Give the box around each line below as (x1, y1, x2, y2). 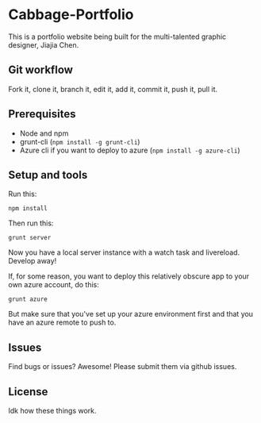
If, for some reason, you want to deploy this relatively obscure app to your (8, 271, 250, 281)
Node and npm (19, 129, 69, 138)
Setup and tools (8, 168, 88, 182)
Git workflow (8, 63, 74, 77)
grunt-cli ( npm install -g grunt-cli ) (19, 137, 140, 146)
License (8, 385, 48, 398)
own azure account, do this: (8, 280, 99, 290)
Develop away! (8, 256, 57, 266)
